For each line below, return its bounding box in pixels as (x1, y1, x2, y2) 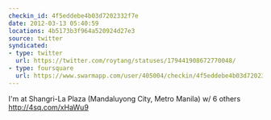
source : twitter (8, 34, 63, 43)
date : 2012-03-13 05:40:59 (8, 19, 99, 27)
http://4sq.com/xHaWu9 (8, 102, 89, 112)
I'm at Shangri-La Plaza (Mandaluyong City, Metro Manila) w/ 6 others (8, 93, 241, 103)
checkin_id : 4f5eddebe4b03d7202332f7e (8, 11, 139, 20)
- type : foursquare (8, 64, 74, 72)
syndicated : (8, 42, 48, 50)
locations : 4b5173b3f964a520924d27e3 (8, 27, 135, 35)
